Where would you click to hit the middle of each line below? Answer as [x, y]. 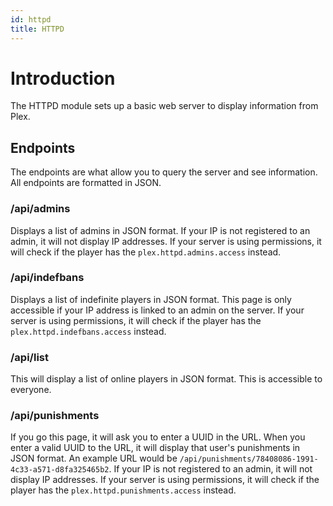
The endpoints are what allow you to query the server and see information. [164, 172]
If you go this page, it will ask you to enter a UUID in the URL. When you [158, 437]
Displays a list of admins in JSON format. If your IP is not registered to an [160, 230]
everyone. [31, 390]
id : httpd [31, 19]
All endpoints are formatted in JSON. [86, 183]
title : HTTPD [37, 29]
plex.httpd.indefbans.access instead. [88, 331]
